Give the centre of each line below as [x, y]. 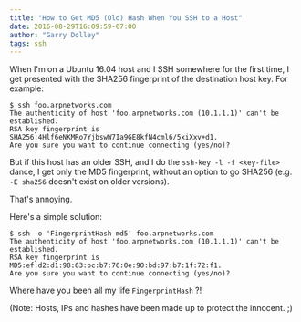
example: [26, 88]
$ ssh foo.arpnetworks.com [61, 106]
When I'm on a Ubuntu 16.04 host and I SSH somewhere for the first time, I [150, 69]
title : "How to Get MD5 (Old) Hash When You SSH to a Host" [126, 18]
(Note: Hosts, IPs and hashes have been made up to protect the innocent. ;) [151, 308]
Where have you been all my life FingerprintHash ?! [106, 291]
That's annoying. [41, 199]
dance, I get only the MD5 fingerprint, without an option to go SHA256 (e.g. [151, 172]
